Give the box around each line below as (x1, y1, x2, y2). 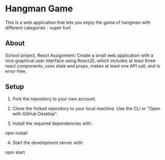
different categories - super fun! (5, 24, 71, 30)
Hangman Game (5, 3, 73, 14)
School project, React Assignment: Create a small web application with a (5, 52, 154, 58)
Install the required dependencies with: (12, 120, 92, 126)
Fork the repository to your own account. (12, 95, 96, 102)
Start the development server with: (12, 140, 83, 146)
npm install (5, 130, 28, 136)
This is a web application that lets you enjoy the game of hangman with (5, 19, 151, 25)
